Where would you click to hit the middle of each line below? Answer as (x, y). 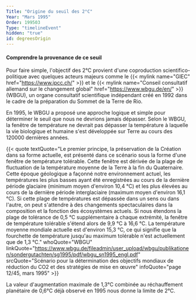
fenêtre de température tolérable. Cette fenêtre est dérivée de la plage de (94, 161)
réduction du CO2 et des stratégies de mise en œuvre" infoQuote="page (94, 267)
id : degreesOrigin (28, 39)
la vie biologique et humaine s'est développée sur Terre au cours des (89, 132)
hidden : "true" (25, 33)
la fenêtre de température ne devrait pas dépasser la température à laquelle (97, 125)
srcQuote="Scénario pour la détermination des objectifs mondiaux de (90, 261)
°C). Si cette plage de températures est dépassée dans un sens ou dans (93, 199)
